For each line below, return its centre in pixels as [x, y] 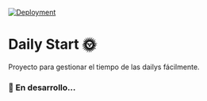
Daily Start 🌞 [52, 45]
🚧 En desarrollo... [42, 87]
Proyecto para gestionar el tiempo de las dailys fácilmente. [104, 67]
